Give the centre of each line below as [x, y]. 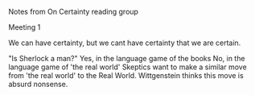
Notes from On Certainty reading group [74, 12]
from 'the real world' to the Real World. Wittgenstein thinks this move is [126, 75]
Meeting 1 [25, 27]
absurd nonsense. [38, 84]
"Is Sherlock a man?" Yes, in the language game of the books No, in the [127, 58]
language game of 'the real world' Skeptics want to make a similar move [127, 67]
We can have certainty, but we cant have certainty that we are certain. [125, 43]
